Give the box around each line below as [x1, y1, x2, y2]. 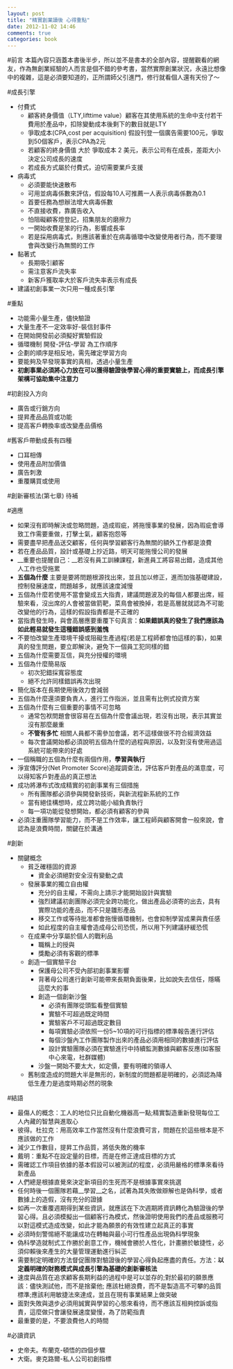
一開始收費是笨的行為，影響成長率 [27, 224, 126, 232]
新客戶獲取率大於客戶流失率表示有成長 [27, 276, 137, 284]
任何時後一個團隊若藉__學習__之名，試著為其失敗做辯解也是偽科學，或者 [17, 1187, 223, 1195]
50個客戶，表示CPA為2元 [33, 137, 106, 146]
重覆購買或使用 [17, 477, 60, 485]
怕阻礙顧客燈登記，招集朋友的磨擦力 [27, 216, 132, 224]
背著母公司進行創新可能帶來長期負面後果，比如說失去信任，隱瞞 [37, 975, 221, 984]
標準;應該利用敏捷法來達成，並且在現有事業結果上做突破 [17, 1291, 178, 1299]
